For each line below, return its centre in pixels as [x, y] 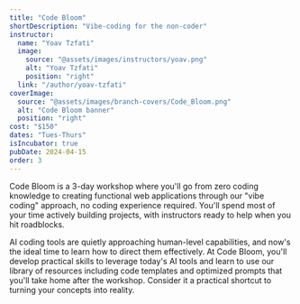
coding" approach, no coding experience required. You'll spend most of [142, 205]
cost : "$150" [34, 127]
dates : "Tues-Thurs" [48, 135]
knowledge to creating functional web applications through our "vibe [137, 196]
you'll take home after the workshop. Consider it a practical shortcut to [141, 280]
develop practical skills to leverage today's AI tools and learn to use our [142, 261]
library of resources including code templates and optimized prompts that [146, 271]
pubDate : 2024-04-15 [48, 152]
